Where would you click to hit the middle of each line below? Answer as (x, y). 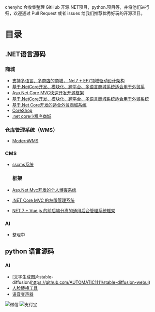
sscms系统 (23, 165)
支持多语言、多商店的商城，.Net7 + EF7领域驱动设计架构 (68, 80)
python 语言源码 (30, 251)
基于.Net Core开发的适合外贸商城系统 (49, 105)
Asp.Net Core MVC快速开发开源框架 (48, 93)
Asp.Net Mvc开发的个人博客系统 (44, 190)
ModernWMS (25, 141)
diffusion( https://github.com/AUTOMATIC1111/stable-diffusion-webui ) (81, 282)
